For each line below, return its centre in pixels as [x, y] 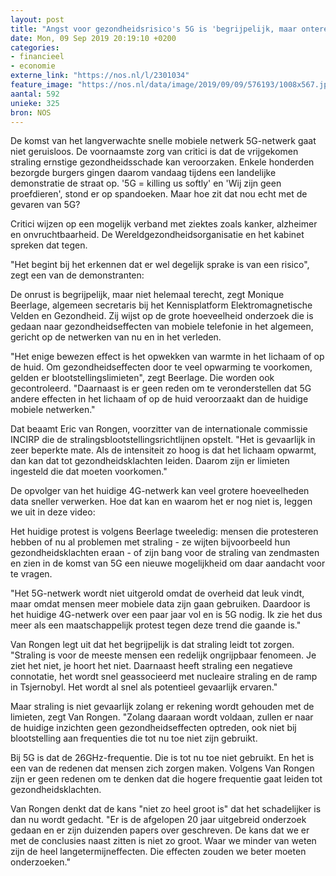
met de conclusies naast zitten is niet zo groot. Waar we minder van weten [163, 841]
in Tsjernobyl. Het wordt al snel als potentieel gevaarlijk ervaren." [144, 687]
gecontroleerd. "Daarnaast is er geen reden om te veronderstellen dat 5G [161, 388]
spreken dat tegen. [49, 245]
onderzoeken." [40, 862]
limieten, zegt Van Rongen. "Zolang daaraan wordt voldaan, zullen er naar [162, 717]
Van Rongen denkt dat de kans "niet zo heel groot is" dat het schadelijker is [166, 809]
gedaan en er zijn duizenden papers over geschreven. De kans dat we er [160, 830]
